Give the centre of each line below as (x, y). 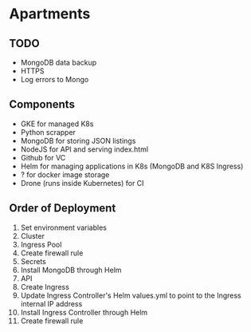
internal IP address (51, 303)
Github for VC (43, 157)
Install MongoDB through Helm (71, 270)
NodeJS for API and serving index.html (84, 149)
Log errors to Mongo (55, 79)
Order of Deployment (63, 208)
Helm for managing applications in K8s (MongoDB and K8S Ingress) (132, 166)
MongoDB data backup (59, 62)
